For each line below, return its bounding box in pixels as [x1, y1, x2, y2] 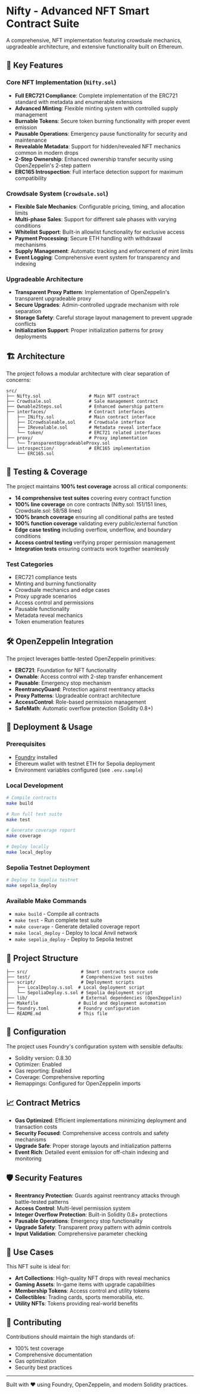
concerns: [6, 377, 32, 384]
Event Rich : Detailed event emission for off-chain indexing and [14, 1148, 169, 1155]
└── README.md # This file [6, 1011, 108, 1017]
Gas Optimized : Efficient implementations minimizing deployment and [14, 1117, 186, 1124]
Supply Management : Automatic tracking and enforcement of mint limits [14, 247, 193, 255]
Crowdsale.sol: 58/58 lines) [14, 507, 82, 514]
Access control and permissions [14, 599, 94, 606]
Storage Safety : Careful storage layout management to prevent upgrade [14, 314, 192, 321]
